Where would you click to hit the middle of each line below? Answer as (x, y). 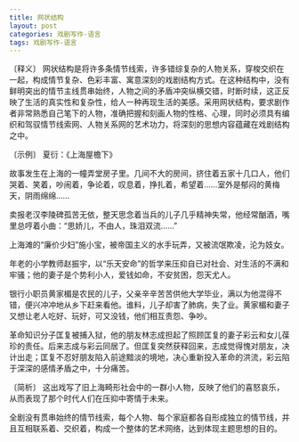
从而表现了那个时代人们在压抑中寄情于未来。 (91, 398)
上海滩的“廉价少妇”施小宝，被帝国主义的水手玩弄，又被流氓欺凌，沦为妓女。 (149, 245)
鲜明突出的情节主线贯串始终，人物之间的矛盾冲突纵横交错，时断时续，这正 (145, 91)
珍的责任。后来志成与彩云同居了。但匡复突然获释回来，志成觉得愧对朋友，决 (149, 346)
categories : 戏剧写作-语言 (55, 34)
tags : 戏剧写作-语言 (43, 42)
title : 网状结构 (36, 17)
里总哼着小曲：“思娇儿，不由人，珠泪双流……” (93, 226)
